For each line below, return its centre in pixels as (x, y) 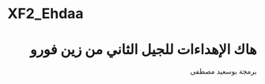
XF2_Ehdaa (45, 14)
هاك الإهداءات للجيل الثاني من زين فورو (143, 50)
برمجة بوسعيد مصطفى (223, 71)
